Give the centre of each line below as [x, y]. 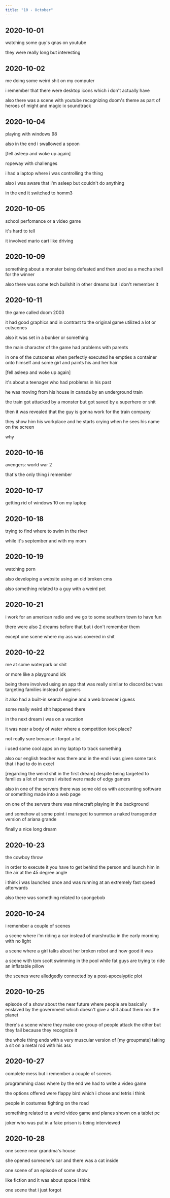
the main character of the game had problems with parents [67, 347]
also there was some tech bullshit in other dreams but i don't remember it [82, 284]
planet [12, 1015]
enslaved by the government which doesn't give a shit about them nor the [82, 1009]
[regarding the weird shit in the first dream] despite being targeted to [77, 774]
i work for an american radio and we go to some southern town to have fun [83, 617]
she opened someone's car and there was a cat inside [62, 1160]
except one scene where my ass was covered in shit [60, 636]
